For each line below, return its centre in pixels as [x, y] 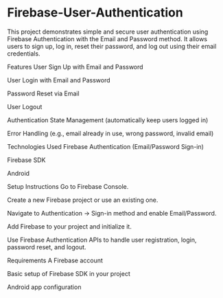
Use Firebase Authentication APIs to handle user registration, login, [102, 240]
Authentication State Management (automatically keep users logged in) [108, 120]
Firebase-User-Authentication [95, 13]
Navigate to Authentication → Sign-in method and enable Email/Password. [112, 213]
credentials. [24, 54]
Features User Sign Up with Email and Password [75, 67]
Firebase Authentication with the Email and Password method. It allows [107, 38]
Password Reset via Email [44, 93]
